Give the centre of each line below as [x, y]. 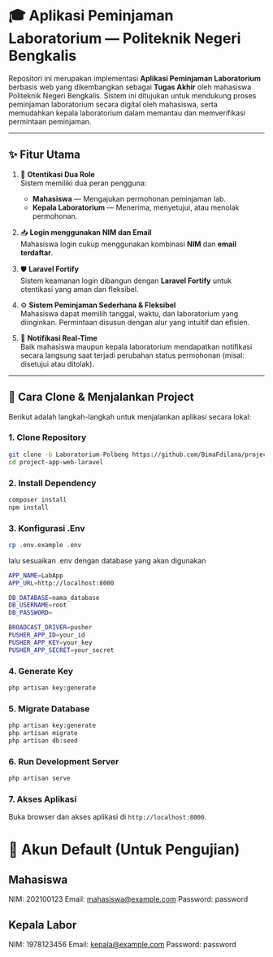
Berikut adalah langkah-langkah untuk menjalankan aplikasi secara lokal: [130, 416]
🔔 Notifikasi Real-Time [58, 337]
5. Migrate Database [49, 708]
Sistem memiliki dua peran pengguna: [83, 183]
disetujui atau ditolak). [57, 363]
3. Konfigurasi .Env [47, 528]
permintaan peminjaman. [50, 121]
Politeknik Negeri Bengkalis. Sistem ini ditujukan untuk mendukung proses [132, 95]
